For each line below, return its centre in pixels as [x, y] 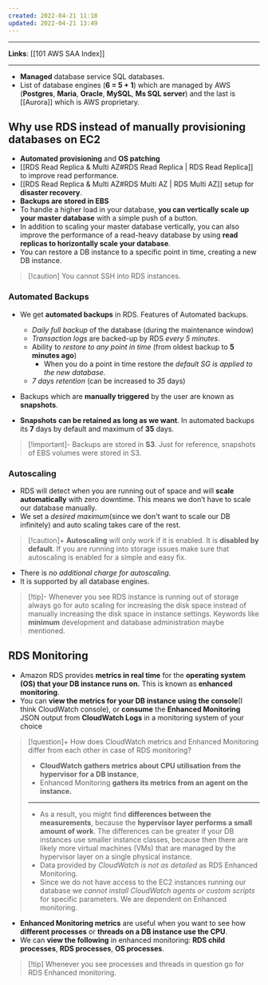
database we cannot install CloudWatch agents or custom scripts [147, 890]
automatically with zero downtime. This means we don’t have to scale [135, 499]
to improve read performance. [69, 176]
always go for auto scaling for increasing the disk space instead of [137, 605]
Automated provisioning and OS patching [90, 159]
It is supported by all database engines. [85, 581]
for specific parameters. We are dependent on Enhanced [133, 899]
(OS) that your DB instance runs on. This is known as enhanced [126, 684]
